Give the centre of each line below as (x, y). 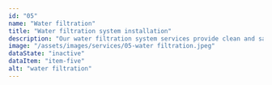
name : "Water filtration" (52, 23)
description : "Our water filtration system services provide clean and (132, 38)
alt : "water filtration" (50, 69)
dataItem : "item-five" (47, 62)
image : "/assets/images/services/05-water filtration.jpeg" (112, 46)
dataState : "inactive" (47, 53)
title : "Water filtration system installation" (90, 31)
